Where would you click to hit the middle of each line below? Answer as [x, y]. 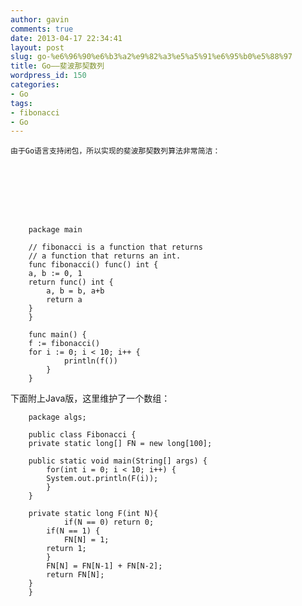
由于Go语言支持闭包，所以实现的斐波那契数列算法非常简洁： [115, 151]
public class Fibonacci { [82, 435]
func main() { [57, 335]
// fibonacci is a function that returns [115, 247]
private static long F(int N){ [93, 514]
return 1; [66, 549]
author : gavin [40, 19]
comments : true [42, 29]
